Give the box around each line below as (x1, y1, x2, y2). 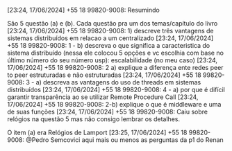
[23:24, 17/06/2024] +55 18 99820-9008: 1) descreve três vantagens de (7, 27, 214, 35)
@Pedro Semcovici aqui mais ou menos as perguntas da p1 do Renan (25, 136, 224, 144)
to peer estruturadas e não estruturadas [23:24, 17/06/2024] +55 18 (7, 71, 201, 79)
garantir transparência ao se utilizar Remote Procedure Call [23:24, (7, 93, 199, 101)
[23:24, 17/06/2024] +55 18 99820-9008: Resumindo (7, 6, 160, 14)
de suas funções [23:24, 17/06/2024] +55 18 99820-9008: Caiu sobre (7, 107, 208, 116)
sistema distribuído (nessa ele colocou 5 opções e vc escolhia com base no (7, 48, 224, 57)
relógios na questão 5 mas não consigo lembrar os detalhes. (7, 115, 181, 123)
